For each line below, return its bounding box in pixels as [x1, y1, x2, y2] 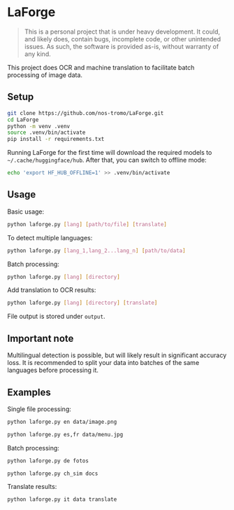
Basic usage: [7, 207, 45, 216]
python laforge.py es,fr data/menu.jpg [7, 431, 124, 438]
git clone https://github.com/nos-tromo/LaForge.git [7, 109, 164, 116]
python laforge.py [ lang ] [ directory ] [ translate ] [7, 299, 158, 307]
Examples [7, 386, 51, 398]
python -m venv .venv [7, 123, 71, 130]
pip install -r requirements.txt [7, 136, 105, 143]
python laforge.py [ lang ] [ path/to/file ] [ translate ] [7, 221, 168, 228]
